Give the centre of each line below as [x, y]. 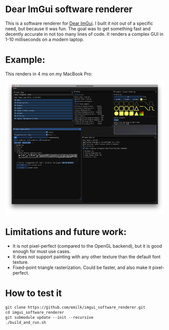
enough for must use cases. [42, 251]
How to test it [34, 293]
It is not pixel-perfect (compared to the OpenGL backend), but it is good [87, 246]
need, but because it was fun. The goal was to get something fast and [78, 28]
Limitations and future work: [66, 232]
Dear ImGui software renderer [69, 9]
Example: [25, 60]
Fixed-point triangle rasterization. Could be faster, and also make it [82, 267]
